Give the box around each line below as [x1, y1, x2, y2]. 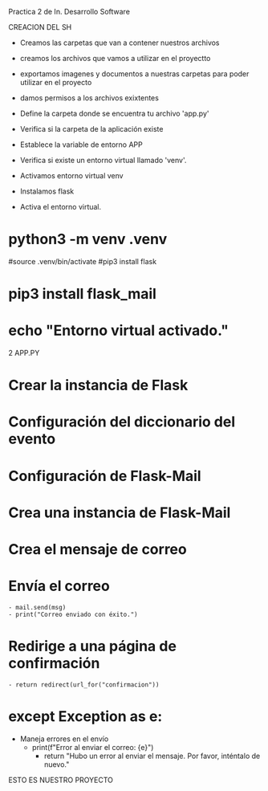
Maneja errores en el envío [19, 734, 109, 744]
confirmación [8, 654, 100, 673]
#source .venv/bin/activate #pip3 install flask [8, 256, 157, 266]
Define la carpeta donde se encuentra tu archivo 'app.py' [19, 108, 209, 118]
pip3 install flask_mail [8, 285, 156, 304]
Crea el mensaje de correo [8, 540, 187, 558]
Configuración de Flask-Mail [8, 467, 202, 485]
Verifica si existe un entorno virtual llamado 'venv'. [19, 156, 187, 165]
